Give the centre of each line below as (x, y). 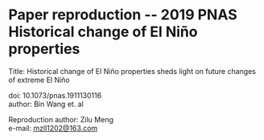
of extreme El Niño (39, 80)
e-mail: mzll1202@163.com (53, 128)
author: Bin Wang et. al (46, 104)
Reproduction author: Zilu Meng (61, 119)
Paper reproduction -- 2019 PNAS (123, 15)
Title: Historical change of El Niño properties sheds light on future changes (132, 71)
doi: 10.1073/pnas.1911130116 (55, 95)
